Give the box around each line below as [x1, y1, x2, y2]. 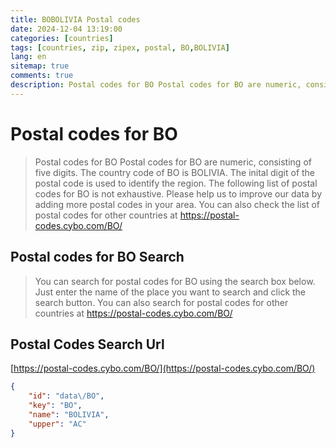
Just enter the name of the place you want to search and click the [34, 286, 307, 298]
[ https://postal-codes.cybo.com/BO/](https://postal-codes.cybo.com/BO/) [10, 362, 316, 375]
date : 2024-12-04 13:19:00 [10, 24, 123, 34]
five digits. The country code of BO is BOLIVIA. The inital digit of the [34, 166, 316, 178]
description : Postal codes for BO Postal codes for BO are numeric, [10, 80, 302, 90]
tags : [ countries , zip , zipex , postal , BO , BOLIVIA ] [10, 42, 230, 53]
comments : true [10, 71, 74, 81]
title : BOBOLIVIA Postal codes [10, 14, 141, 25]
